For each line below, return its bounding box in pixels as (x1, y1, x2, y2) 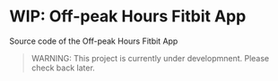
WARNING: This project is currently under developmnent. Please (30, 53, 270, 63)
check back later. (30, 62, 96, 73)
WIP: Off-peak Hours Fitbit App (9, 6, 247, 27)
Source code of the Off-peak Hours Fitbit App (9, 36, 178, 46)
